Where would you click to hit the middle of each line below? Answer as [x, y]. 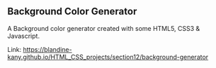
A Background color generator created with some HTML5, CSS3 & [104, 28]
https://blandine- [47, 49]
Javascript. [24, 36]
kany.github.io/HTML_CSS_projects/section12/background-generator [108, 57]
